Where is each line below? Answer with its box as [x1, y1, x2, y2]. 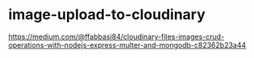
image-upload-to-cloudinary [8, 6, 206, 24]
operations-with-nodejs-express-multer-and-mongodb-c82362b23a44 [8, 40, 247, 49]
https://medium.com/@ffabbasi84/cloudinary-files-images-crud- [8, 32, 224, 41]
